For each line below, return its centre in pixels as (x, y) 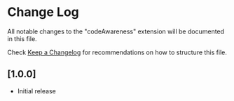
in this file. (22, 38)
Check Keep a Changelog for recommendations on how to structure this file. (117, 52)
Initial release (36, 91)
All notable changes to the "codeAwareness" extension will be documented (116, 31)
